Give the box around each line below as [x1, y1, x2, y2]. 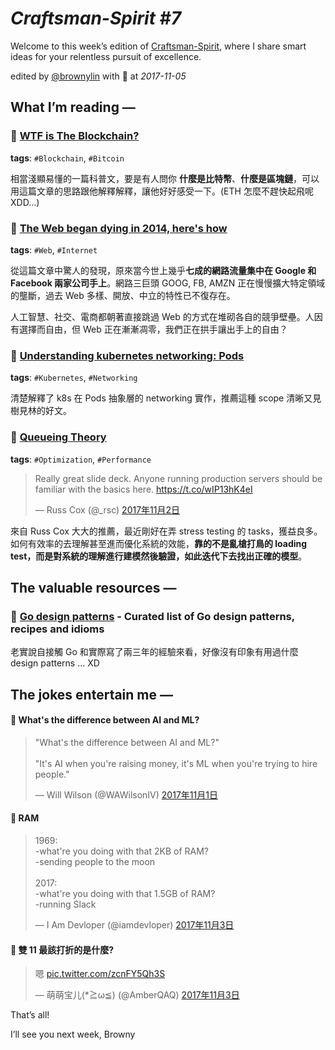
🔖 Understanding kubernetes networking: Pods [10, 348, 245, 362]
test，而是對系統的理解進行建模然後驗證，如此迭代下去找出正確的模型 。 [10, 550, 308, 562]
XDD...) [10, 196, 40, 208]
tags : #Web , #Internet [10, 243, 98, 256]
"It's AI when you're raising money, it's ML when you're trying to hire [34, 757, 318, 769]
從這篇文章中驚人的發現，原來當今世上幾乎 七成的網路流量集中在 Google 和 [10, 264, 317, 276]
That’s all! [10, 1009, 50, 1021]
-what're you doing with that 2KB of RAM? [34, 845, 210, 857]
